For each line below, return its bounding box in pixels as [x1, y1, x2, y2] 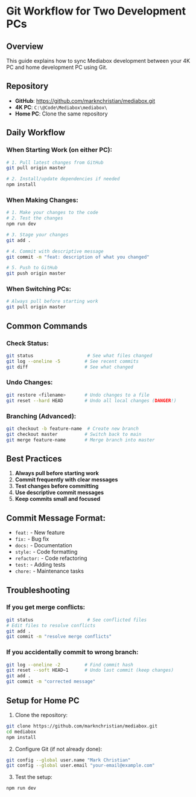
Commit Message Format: [6, 513, 106, 523]
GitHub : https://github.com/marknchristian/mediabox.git [14, 97, 156, 104]
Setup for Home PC [6, 695, 80, 706]
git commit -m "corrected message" [6, 678, 96, 685]
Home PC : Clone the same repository [14, 110, 108, 117]
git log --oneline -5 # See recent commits [6, 358, 139, 364]
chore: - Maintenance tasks [14, 567, 84, 575]
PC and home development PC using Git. [6, 63, 107, 71]
